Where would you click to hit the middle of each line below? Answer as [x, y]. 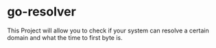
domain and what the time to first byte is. [65, 37]
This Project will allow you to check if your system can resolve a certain [108, 30]
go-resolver [42, 12]
